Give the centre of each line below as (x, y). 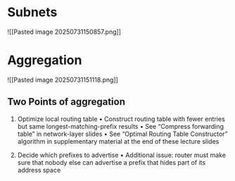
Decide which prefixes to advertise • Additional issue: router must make (122, 155)
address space (39, 170)
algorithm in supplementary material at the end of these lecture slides (118, 141)
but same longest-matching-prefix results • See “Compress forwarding (120, 126)
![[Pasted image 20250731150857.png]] (64, 32)
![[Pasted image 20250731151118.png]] (63, 80)
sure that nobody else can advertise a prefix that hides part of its (112, 162)
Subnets (32, 12)
